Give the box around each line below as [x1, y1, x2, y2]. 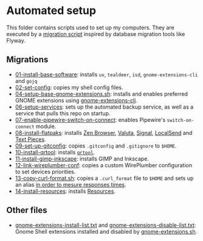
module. [35, 123, 57, 130]
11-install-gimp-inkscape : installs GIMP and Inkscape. [15, 155, 150, 162]
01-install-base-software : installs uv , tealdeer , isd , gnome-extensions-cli [15, 71, 198, 78]
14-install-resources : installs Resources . [15, 187, 115, 195]
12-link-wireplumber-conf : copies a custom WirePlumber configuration [15, 161, 193, 168]
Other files [6, 205, 47, 215]
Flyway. [6, 37, 26, 44]
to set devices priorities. [15, 168, 76, 175]
